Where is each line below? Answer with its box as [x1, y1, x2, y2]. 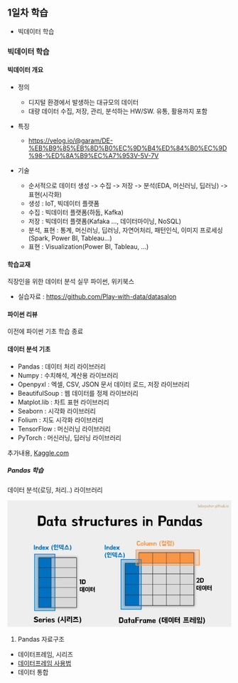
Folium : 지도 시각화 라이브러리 [17, 416, 104, 424]
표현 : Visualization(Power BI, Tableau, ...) [28, 242, 149, 251]
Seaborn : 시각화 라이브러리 [17, 406, 96, 415]
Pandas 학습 [7, 466, 44, 475]
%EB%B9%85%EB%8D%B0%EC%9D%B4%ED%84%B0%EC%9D [28, 143, 227, 152]
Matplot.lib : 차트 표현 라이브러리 [17, 398, 109, 406]
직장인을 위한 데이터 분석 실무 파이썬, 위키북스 [7, 277, 135, 286]
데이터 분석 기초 [7, 344, 51, 353]
